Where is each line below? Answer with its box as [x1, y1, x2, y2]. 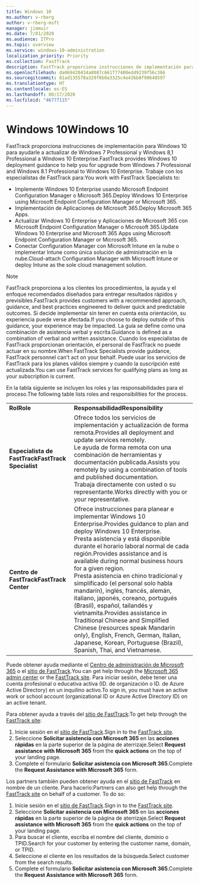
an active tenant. [6, 699, 47, 706]
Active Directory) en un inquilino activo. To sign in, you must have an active [6, 686, 188, 693]
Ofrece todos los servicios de [73, 413, 156, 422]
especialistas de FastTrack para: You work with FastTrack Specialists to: [6, 173, 181, 181]
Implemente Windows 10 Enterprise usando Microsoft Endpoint [14, 185, 169, 192]
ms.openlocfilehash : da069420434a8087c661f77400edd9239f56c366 [6, 70, 166, 75]
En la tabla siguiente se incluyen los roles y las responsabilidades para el [6, 384, 184, 391]
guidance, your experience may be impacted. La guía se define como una [6, 322, 186, 329]
